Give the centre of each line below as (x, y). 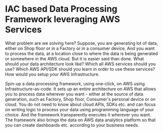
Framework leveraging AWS (63, 19)
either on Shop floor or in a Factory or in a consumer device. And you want (80, 48)
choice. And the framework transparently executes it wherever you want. (78, 114)
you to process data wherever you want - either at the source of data (74, 94)
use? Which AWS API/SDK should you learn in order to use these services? (80, 69)
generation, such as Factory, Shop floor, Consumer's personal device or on (80, 99)
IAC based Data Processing (61, 9)
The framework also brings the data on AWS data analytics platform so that (80, 120)
